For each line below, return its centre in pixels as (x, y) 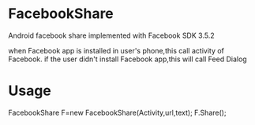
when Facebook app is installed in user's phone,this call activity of (116, 50)
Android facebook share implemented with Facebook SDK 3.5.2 (111, 35)
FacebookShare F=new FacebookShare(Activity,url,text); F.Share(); (117, 112)
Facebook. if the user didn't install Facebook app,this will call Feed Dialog (127, 59)
